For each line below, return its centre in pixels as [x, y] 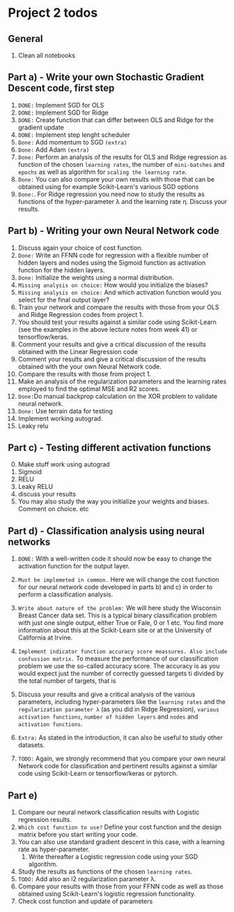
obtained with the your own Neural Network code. [90, 366]
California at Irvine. [45, 638]
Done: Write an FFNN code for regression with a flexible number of [113, 255]
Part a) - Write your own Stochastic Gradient [106, 77]
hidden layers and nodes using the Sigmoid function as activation [112, 263]
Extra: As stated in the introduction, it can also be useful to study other [120, 737]
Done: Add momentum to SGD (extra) [72, 142]
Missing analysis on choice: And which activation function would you [119, 292]
